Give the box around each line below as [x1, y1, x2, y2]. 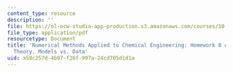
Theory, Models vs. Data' [13, 49, 89, 56]
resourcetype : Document [7, 36, 76, 43]
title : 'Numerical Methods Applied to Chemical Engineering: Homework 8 [7, 42, 222, 49]
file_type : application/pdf [7, 29, 89, 36]
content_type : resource [7, 10, 76, 17]
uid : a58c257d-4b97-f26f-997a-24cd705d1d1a [7, 55, 135, 62]
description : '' [7, 16, 54, 23]
